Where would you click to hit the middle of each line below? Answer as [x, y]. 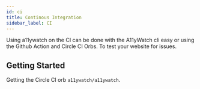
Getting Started [36, 65]
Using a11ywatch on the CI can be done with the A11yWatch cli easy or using [100, 40]
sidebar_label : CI [29, 23]
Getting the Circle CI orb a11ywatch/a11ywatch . [63, 80]
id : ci [14, 12]
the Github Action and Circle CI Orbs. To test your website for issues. [92, 46]
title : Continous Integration [44, 17]
